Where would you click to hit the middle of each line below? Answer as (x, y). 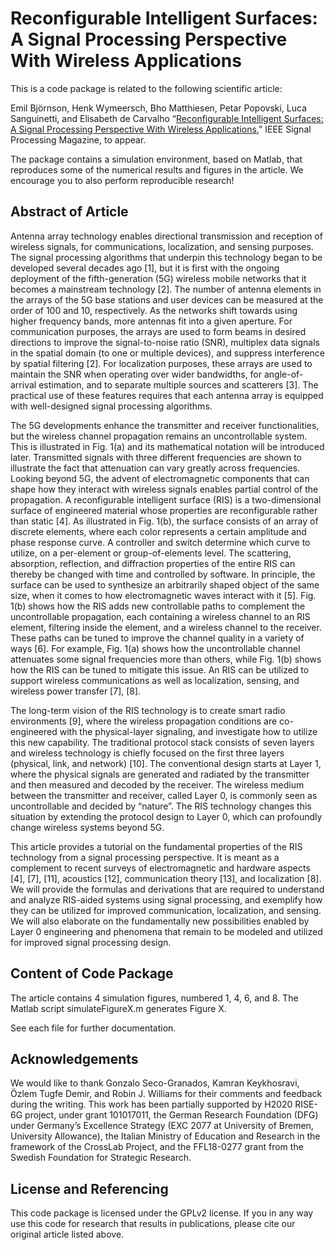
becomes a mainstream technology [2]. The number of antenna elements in (166, 289)
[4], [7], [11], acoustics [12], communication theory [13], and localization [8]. (166, 878)
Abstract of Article (69, 212)
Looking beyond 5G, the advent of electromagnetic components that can (160, 478)
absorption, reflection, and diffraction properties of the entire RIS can (153, 563)
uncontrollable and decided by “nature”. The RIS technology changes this (161, 806)
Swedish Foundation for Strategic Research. (101, 1158)
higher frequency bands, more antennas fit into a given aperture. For (151, 321)
